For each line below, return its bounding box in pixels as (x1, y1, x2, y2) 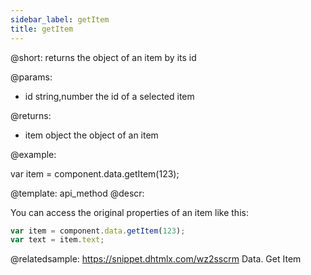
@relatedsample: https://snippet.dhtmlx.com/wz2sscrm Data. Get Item (10, 253, 302, 265)
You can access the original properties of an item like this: (10, 206, 249, 218)
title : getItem (10, 24, 74, 34)
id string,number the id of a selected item (24, 90, 195, 102)
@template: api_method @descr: (10, 187, 145, 199)
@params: (10, 71, 53, 83)
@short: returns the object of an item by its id (10, 51, 197, 63)
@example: (10, 148, 57, 160)
